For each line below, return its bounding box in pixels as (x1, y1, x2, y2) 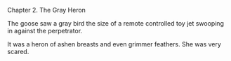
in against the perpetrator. (7, 27, 83, 35)
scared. (7, 48, 29, 55)
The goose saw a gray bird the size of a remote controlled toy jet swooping (7, 19, 225, 27)
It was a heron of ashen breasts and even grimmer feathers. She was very (7, 40, 221, 48)
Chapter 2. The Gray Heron (7, 6, 86, 14)
